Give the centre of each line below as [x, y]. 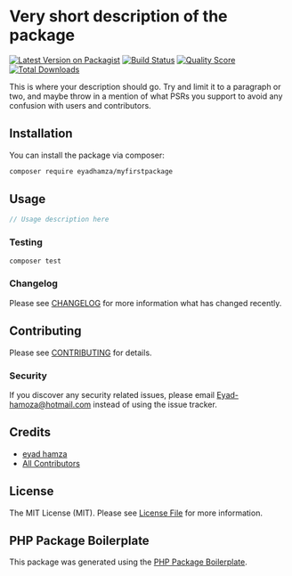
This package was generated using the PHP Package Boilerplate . [128, 562]
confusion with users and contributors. [80, 105]
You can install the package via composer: [87, 155]
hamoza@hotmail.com [50, 404]
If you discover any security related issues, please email [112, 394]
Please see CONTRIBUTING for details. [81, 353]
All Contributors [51, 463]
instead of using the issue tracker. [155, 404]
